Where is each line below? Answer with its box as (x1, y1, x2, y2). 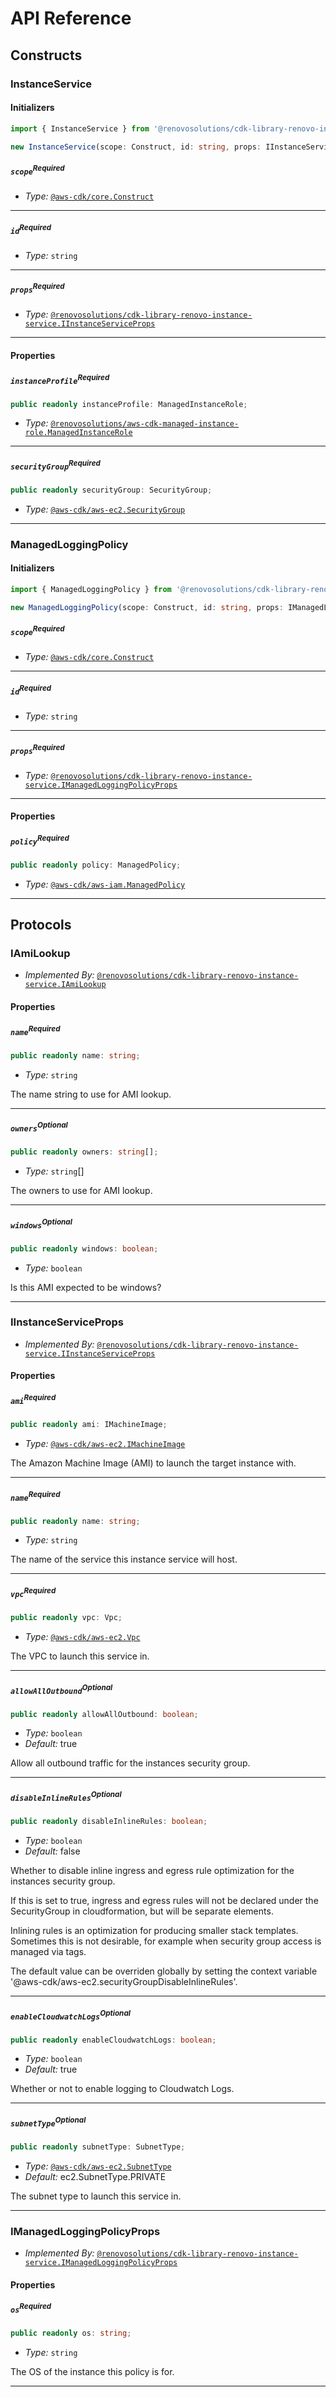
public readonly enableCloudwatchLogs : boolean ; (10, 2035, 217, 2045)
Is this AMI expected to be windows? (10, 1281, 162, 1293)
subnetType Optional (10, 2115, 87, 2129)
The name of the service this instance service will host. (10, 1553, 238, 1566)
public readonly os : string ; (10, 2328, 132, 2339)
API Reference (10, 7, 132, 30)
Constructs (10, 47, 83, 64)
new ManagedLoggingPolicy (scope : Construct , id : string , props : (10, 602, 284, 612)
